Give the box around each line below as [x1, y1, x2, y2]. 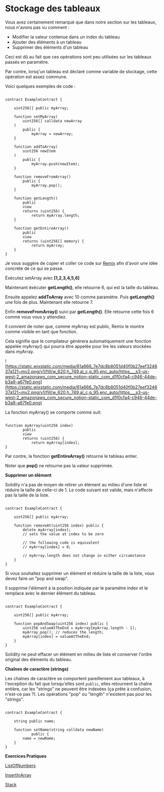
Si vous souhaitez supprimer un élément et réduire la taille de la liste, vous [5, 570, 155, 576]
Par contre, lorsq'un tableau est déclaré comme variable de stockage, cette [5, 68, 158, 74]
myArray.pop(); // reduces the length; [23, 630, 104, 634]
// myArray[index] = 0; [23, 544, 71, 550]
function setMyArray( [14, 114, 58, 119]
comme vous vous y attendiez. [5, 314, 67, 319]
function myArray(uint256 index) [5, 423, 73, 428]
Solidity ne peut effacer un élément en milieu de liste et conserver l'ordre [5, 651, 152, 657]
